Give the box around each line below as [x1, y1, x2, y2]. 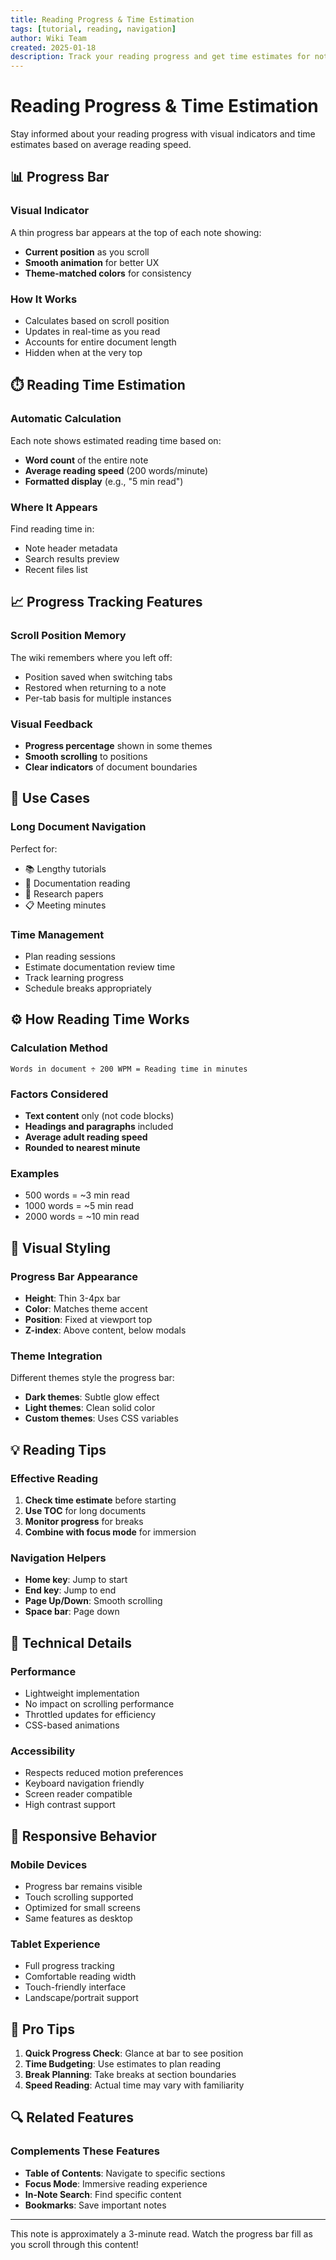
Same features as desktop [24, 1912, 133, 1924]
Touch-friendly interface [24, 1981, 127, 1993]
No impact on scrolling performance [24, 1697, 175, 1710]
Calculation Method [10, 1041, 108, 1055]
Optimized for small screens [24, 1901, 141, 1913]
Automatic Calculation [10, 412, 122, 426]
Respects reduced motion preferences [24, 1767, 184, 1779]
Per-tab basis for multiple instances [24, 692, 172, 704]
